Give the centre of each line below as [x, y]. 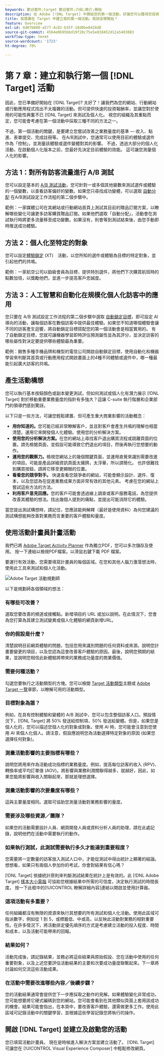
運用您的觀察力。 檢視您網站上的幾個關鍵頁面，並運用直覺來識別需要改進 [85, 456]
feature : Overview [24, 23]
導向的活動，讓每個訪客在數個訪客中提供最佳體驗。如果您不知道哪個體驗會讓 [82, 323]
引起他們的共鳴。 [22, 262]
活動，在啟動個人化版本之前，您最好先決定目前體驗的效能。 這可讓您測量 [78, 149]
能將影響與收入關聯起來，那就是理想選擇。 [56, 777]
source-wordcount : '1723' [31, 41]
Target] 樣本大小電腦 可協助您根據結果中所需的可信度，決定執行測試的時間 [80, 882]
